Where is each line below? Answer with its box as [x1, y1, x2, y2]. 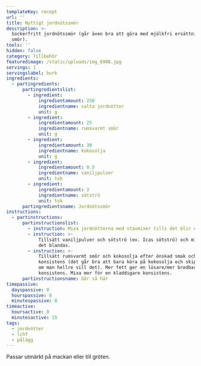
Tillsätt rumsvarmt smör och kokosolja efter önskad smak [38, 254, 186, 260]
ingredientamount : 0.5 [38, 164, 95, 170]
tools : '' [6, 42, 31, 48]
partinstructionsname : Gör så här [22, 276, 109, 282]
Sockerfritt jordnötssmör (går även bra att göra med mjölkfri [11, 31, 172, 37]
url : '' [6, 14, 26, 20]
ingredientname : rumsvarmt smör [38, 126, 119, 132]
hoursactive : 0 [11, 309, 50, 315]
